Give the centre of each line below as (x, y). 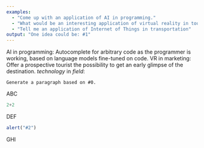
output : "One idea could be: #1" (49, 35)
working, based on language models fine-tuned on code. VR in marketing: (99, 58)
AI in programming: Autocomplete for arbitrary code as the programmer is (99, 52)
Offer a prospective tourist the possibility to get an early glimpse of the (95, 65)
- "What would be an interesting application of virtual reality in (100, 23)
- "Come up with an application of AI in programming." (84, 18)
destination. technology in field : (46, 71)
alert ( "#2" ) (21, 128)
